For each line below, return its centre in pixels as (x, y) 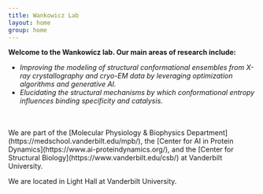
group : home (28, 30)
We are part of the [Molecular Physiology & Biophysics (96, 133)
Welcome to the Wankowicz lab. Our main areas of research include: (122, 53)
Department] (207, 133)
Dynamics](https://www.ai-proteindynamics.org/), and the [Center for (121, 149)
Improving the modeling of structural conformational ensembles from (132, 68)
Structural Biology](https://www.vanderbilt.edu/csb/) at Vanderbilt (115, 158)
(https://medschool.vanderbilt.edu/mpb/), (76, 141)
